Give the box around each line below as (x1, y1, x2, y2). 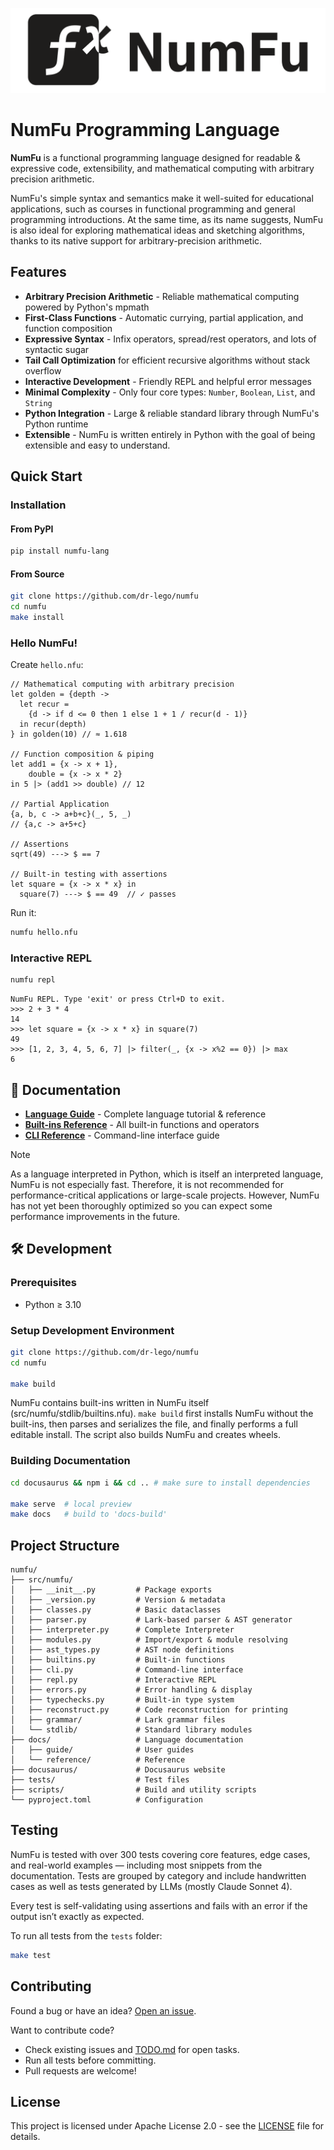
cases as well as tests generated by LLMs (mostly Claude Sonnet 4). (10, 1880, 293, 1892)
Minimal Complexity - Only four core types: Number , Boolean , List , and (24, 386, 316, 398)
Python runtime (24, 418, 89, 430)
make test (10, 1950, 52, 1960)
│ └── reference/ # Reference (10, 1755, 186, 1765)
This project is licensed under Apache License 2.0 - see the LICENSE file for (10, 2120, 325, 2132)
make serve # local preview (10, 1499, 132, 1509)
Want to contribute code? (10, 2024, 115, 2036)
